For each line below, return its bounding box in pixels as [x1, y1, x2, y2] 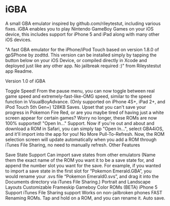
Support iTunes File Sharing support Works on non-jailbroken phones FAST [5, 189, 162, 195]
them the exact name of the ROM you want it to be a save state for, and [5, 157, 154, 163]
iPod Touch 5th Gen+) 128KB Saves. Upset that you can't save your [5, 104, 146, 110]
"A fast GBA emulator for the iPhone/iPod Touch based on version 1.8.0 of [5, 46, 159, 52]
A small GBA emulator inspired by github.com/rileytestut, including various [5, 20, 161, 26]
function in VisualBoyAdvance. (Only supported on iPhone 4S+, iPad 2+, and [5, 98, 166, 105]
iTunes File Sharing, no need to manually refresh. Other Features [5, 141, 141, 148]
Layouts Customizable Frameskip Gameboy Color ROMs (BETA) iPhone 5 [5, 184, 158, 190]
